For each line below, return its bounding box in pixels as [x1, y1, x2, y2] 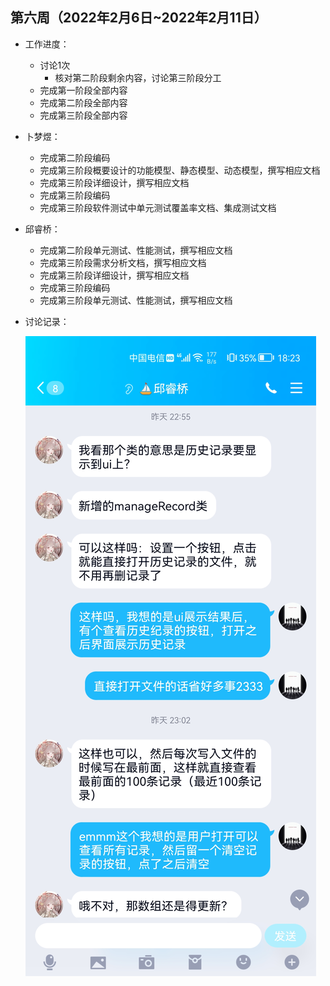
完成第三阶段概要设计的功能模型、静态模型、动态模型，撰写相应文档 [39, 164, 321, 176]
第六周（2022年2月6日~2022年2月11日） [10, 9, 268, 27]
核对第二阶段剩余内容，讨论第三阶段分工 [54, 71, 222, 83]
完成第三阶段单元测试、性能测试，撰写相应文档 [39, 294, 233, 306]
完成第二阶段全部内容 [39, 96, 128, 108]
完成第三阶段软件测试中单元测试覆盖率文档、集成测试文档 [39, 201, 277, 213]
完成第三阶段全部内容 [39, 109, 128, 121]
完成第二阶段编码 [39, 151, 111, 163]
